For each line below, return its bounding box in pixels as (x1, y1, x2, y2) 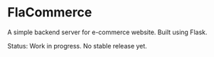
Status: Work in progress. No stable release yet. (7, 41, 147, 50)
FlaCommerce (7, 4, 92, 21)
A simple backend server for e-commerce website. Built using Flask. (7, 28, 208, 36)
